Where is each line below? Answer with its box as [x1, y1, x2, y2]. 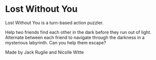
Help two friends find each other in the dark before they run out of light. [5, 29, 152, 35]
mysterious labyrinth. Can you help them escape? [5, 39, 106, 45]
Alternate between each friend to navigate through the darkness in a [5, 34, 145, 40]
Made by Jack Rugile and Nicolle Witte [5, 49, 84, 55]
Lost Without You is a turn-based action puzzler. [5, 20, 104, 26]
